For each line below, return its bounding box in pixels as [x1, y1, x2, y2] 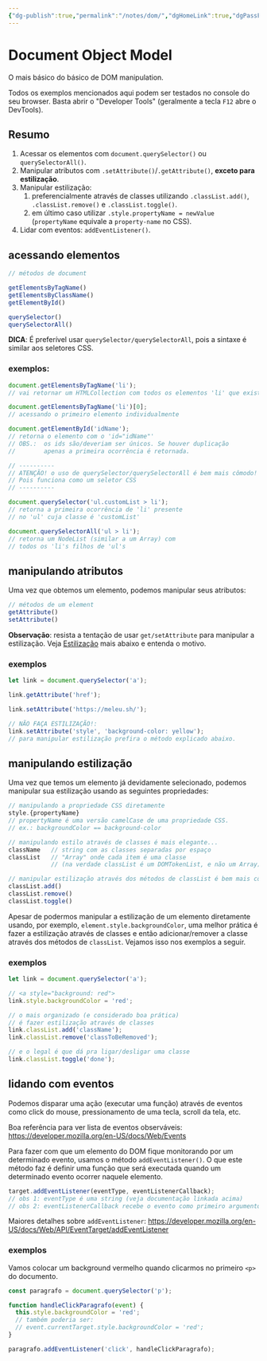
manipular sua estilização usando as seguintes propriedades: [8, 786, 209, 796]
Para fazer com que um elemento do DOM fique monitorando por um [8, 1146, 234, 1156]
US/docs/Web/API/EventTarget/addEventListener [8, 1225, 169, 1234]
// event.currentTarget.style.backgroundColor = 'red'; [15, 1324, 204, 1331]
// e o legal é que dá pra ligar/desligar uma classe [8, 1048, 191, 1056]
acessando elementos [8, 248, 121, 262]
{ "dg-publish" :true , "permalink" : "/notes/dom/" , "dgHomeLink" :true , [8, 11, 233, 20]
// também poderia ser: [15, 1316, 94, 1324]
